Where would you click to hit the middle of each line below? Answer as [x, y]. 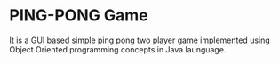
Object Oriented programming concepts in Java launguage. [118, 49]
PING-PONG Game [79, 16]
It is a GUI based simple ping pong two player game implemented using [140, 40]
